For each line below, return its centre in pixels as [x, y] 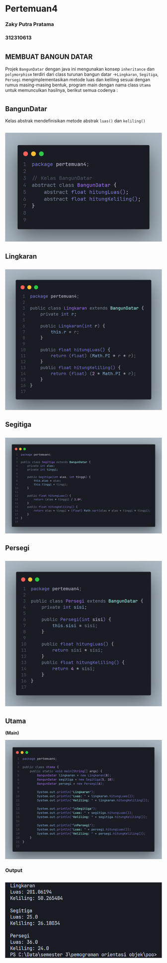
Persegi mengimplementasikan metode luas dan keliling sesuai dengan [78, 79]
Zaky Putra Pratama [30, 24]
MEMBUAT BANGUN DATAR [49, 57]
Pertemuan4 [32, 9]
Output [14, 870]
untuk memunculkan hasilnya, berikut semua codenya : [62, 90]
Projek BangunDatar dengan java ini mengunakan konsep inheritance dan [80, 69]
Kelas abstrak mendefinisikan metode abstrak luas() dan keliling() [75, 121]
